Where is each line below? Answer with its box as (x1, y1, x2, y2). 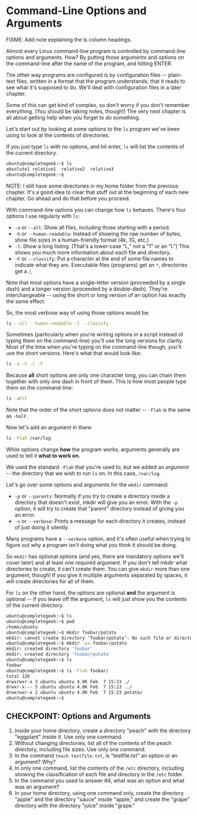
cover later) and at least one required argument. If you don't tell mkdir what (6, 559, 188, 566)
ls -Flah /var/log (6, 435, 51, 442)
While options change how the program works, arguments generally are (6, 446, 180, 453)
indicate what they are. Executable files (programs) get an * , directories (14, 261, 188, 268)
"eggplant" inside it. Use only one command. (14, 733, 123, 740)
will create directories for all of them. (6, 578, 95, 585)
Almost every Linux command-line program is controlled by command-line (6, 47, 186, 54)
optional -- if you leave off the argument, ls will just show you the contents (6, 596, 187, 603)
